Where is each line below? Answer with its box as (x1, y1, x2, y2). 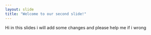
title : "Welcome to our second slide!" (5, 12, 87, 16)
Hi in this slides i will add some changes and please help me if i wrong (5, 24, 147, 30)
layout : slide (5, 7, 34, 12)
